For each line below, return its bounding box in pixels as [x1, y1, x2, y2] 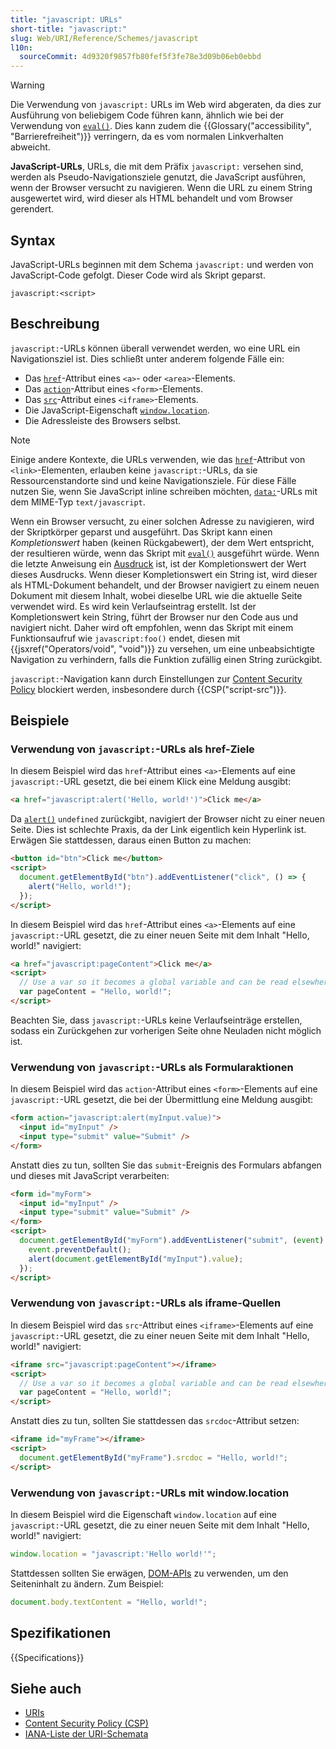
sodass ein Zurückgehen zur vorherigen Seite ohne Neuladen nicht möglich [10, 1024, 322, 1036]
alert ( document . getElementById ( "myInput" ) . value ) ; [28, 1254, 244, 1264]
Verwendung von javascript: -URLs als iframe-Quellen [10, 1296, 282, 1310]
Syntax [10, 232, 56, 249]
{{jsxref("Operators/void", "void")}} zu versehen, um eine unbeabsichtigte [10, 642, 315, 655]
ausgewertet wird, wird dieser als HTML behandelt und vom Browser [10, 192, 294, 205]
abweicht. [10, 141, 51, 153]
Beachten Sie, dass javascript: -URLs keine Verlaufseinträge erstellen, [10, 1014, 303, 1026]
